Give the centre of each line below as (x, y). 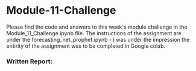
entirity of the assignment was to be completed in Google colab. (86, 46)
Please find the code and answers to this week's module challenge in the (97, 27)
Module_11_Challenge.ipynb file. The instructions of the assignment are (94, 33)
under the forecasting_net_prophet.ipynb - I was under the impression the (98, 39)
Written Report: (30, 61)
